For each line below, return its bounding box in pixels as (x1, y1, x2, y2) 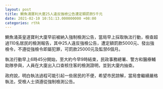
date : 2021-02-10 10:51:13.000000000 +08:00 (5, 16, 97, 21)
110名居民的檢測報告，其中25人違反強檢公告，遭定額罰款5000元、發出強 (9, 40, 154, 46)
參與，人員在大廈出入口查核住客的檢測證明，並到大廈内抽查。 (13, 63, 137, 68)
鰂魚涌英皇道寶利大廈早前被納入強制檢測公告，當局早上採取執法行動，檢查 (5, 34, 154, 40)
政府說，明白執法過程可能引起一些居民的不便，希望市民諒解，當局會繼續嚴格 (5, 73, 158, 78)
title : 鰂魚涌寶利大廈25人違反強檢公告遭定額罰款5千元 (5, 12, 103, 16)
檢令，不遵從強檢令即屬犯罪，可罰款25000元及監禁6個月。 (5, 46, 123, 52)
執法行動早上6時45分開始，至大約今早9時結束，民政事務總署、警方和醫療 (5, 56, 152, 63)
